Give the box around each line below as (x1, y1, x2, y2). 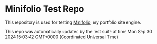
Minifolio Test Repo (5, 3, 84, 15)
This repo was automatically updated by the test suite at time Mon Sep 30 (5, 29, 153, 34)
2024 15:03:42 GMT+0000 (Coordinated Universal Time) (5, 34, 119, 40)
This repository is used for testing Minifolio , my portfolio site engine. (5, 19, 141, 25)
